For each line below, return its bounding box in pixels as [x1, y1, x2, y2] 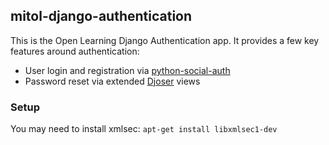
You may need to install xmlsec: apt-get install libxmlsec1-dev [10, 123, 278, 135]
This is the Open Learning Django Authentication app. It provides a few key [10, 34, 320, 46]
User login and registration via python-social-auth [24, 64, 231, 76]
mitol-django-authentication [10, 8, 193, 25]
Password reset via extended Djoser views [24, 75, 201, 87]
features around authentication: [10, 45, 140, 57]
